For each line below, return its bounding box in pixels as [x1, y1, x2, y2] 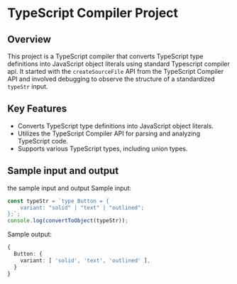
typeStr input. [7, 82, 48, 90]
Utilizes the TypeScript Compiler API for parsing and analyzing [17, 129, 201, 138]
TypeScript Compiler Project [7, 5, 179, 21]
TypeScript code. [17, 136, 69, 145]
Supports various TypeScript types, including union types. [17, 144, 188, 153]
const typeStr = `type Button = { [7, 197, 110, 204]
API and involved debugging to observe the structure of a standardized [7, 75, 215, 83]
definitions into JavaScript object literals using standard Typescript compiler [7, 60, 231, 68]
